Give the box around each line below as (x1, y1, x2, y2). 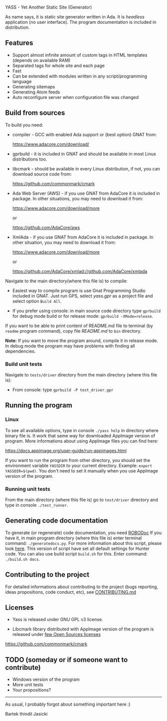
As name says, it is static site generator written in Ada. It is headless (5, 14, 145, 19)
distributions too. (12, 156, 47, 162)
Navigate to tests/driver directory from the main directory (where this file (5, 371, 158, 377)
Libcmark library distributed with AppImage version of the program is (12, 626, 154, 632)
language (12, 78, 32, 84)
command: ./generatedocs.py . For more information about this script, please (5, 540, 162, 546)
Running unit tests (5, 485, 51, 492)
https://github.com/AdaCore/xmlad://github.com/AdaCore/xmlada (12, 268, 148, 274)
